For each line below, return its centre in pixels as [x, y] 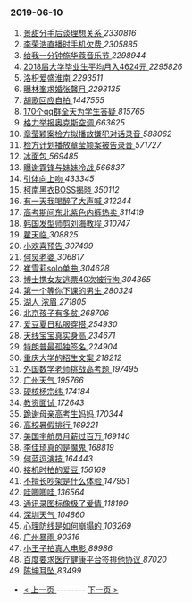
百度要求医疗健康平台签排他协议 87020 [95, 560]
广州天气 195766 [53, 380]
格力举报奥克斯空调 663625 [74, 123]
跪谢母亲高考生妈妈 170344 [73, 414]
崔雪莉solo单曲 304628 [66, 268]
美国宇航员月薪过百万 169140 [76, 436]
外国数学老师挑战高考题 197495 [80, 369]
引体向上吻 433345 [58, 179]
